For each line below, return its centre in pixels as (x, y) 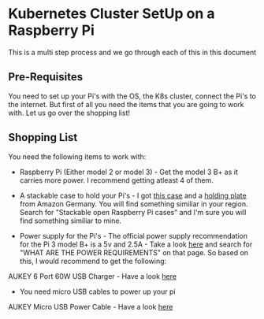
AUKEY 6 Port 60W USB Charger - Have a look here (93, 276)
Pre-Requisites (46, 77)
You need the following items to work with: (77, 156)
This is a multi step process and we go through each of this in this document (132, 52)
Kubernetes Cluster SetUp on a (112, 14)
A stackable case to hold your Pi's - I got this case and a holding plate (133, 195)
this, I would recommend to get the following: (93, 261)
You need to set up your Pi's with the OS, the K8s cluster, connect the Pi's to (132, 96)
